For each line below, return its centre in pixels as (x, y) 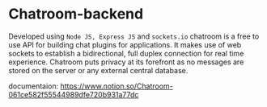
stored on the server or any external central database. (98, 70)
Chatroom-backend (76, 14)
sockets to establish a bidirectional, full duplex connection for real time (126, 53)
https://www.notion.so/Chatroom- (117, 86)
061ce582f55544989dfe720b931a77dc (74, 94)
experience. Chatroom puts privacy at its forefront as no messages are (126, 62)
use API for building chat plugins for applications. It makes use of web (125, 44)
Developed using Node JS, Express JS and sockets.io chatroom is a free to (134, 36)
